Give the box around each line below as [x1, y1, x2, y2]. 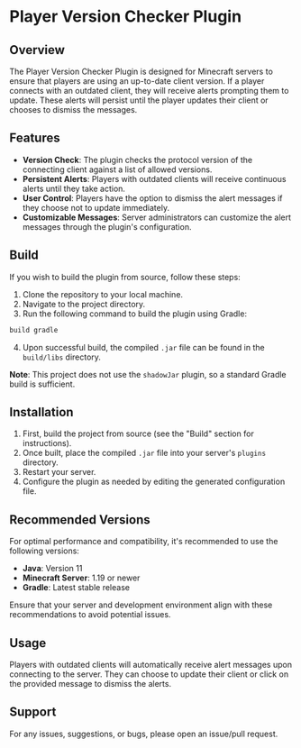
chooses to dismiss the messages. [9, 105, 138, 114]
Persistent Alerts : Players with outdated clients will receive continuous [22, 173, 287, 184]
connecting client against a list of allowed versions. [22, 164, 213, 175]
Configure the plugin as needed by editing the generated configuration [22, 476, 286, 488]
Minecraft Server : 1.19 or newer [22, 572, 141, 583]
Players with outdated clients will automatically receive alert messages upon [9, 659, 293, 670]
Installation [9, 404, 74, 420]
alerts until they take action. [22, 183, 126, 194]
